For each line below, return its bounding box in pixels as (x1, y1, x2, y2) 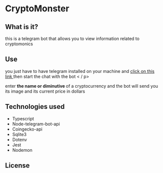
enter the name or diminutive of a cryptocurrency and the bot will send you (5, 83, 159, 89)
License (5, 161, 30, 170)
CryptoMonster (5, 3, 70, 14)
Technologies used (5, 103, 65, 111)
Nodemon (12, 147, 33, 153)
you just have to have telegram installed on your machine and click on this (5, 68, 155, 74)
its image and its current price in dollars (5, 88, 85, 94)
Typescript (12, 115, 34, 121)
